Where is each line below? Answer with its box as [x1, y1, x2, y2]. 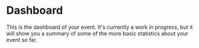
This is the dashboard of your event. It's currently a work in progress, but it [6, 23, 193, 31]
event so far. [6, 36, 38, 43]
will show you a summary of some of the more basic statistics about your [6, 29, 189, 37]
